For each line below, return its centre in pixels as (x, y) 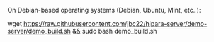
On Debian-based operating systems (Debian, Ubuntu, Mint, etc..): (104, 10)
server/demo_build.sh (39, 31)
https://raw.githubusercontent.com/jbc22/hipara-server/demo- (116, 23)
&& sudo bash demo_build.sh (114, 31)
